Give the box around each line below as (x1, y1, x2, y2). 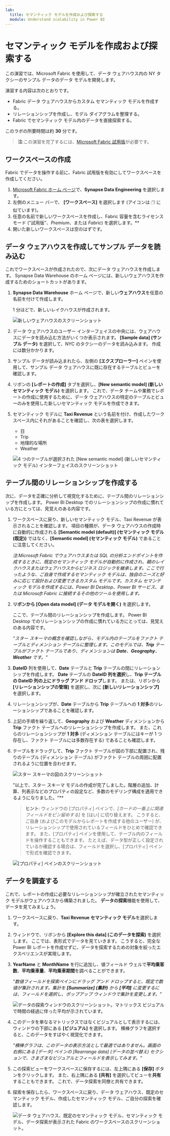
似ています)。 (12, 207, 41, 213)
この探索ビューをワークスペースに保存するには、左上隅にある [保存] (12, 1066, 154, 1072)
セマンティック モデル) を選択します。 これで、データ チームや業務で (12, 388, 156, 394)
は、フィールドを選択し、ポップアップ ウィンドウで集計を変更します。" (12, 991, 162, 997)
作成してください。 (5, 176, 46, 182)
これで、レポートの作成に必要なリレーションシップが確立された (5, 891, 138, 897)
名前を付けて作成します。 (12, 296, 66, 302)
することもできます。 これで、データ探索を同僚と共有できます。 (12, 1078, 146, 1084)
